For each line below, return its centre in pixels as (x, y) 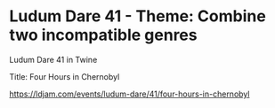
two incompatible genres (103, 35)
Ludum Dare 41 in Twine (53, 59)
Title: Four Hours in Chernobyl (65, 76)
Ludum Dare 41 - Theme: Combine (138, 16)
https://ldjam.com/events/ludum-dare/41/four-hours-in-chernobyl (129, 94)
